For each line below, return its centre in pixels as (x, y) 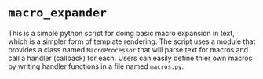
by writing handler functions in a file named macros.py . (96, 66)
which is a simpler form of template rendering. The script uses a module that (132, 41)
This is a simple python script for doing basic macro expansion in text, (122, 33)
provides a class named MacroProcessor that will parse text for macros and (128, 49)
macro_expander (58, 13)
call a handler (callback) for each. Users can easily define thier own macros (130, 58)
